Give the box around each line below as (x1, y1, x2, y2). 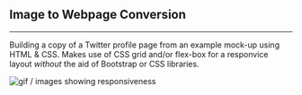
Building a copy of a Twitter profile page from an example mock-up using (9, 39, 280, 50)
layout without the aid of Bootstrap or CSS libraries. (9, 58, 200, 69)
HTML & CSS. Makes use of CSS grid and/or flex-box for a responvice (9, 48, 269, 59)
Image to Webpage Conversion (9, 7, 187, 22)
